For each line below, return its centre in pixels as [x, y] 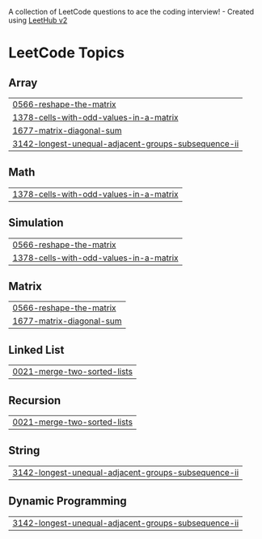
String [24, 451]
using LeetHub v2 [38, 20]
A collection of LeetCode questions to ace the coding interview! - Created [131, 12]
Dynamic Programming [68, 501]
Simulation [36, 223]
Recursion [35, 400]
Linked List [36, 350]
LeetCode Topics [67, 53]
